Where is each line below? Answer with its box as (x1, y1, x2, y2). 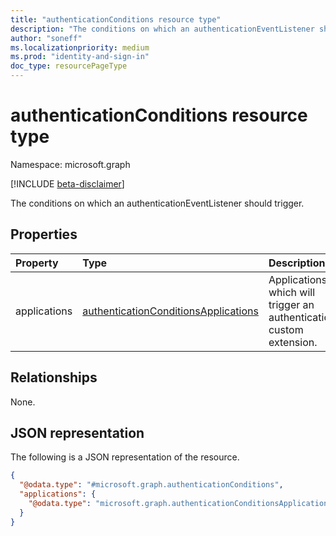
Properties (10, 226, 78, 243)
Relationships (10, 369, 98, 386)
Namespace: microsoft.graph (10, 158, 131, 170)
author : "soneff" (10, 33, 83, 43)
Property (15, 256, 59, 270)
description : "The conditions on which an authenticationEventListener (10, 24, 315, 34)
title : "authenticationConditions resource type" (10, 14, 222, 25)
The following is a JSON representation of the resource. (10, 451, 240, 463)
